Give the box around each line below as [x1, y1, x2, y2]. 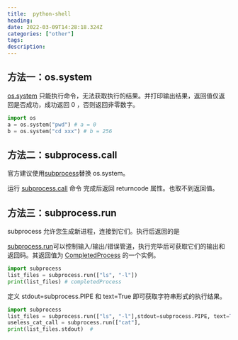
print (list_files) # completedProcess [7, 278, 122, 285]
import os [7, 114, 37, 121]
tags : [7, 37, 23, 44]
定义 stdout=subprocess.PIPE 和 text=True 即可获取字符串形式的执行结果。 [7, 292, 227, 300]
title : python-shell [7, 10, 72, 18]
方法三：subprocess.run [7, 207, 117, 219]
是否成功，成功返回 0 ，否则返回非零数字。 [13, 100, 140, 108]
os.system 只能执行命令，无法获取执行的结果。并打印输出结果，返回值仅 [7, 91, 220, 100]
